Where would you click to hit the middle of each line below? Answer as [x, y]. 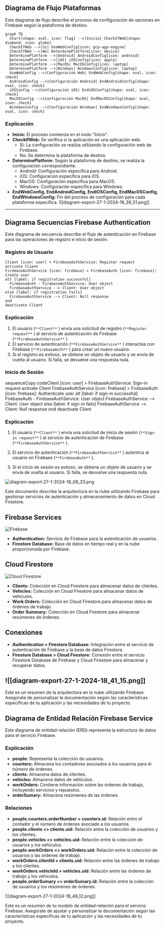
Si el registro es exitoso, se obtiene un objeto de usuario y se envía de [83, 354]
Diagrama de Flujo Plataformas [53, 8]
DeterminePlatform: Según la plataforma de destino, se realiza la [78, 161]
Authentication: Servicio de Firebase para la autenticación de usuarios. [85, 538]
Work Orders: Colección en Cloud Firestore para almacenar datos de [82, 601]
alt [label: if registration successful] [48, 279]
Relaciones [19, 808]
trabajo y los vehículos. [36, 876]
